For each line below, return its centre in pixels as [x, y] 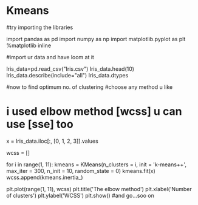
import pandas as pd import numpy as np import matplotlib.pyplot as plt [96, 39]
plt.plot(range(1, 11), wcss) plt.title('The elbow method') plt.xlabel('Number [99, 189]
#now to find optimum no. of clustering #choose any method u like [90, 87]
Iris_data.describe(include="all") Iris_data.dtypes [67, 75]
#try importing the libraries [40, 27]
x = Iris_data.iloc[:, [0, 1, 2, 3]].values [52, 141]
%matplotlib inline [29, 45]
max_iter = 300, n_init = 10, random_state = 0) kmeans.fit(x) [81, 171]
